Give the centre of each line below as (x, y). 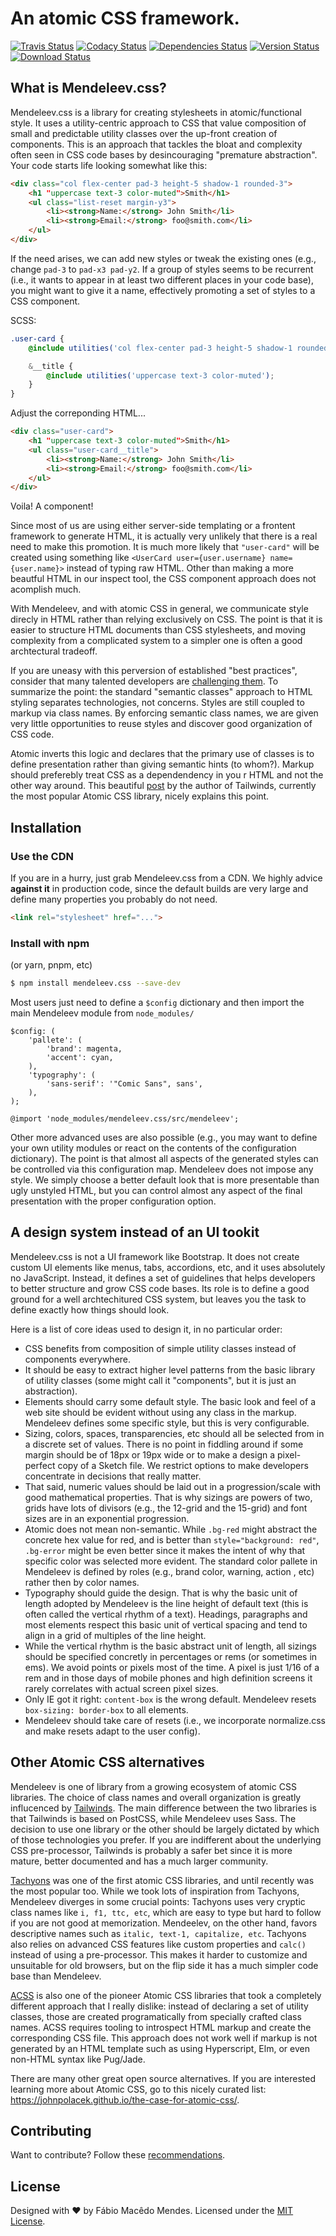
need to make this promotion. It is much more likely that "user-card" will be (165, 547)
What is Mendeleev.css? (88, 88)
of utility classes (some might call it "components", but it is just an (160, 1380)
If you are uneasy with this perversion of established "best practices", (154, 671)
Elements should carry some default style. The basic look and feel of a (170, 1401)
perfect (40, 1465)
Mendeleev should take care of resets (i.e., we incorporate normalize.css (175, 1720)
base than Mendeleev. (56, 1976)
